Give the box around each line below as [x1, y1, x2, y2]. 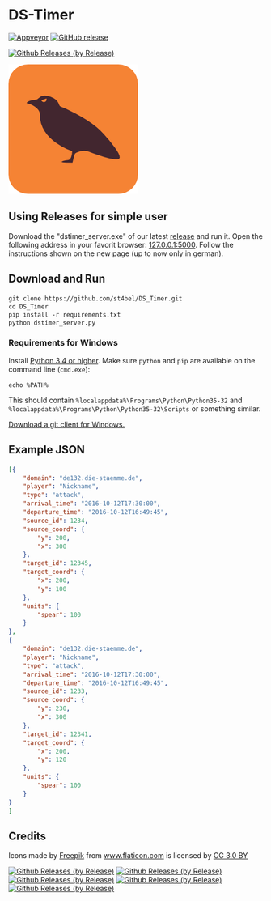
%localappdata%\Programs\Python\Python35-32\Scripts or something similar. [8, 403, 261, 414]
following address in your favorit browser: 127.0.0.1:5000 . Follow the [8, 240, 234, 249]
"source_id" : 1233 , [23, 687, 89, 695]
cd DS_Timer [8, 302, 49, 311]
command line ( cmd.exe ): [8, 364, 91, 374]
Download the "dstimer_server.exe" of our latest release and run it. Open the [8, 231, 263, 240]
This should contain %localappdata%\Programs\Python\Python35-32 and [8, 395, 243, 405]
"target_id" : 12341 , [23, 730, 92, 738]
